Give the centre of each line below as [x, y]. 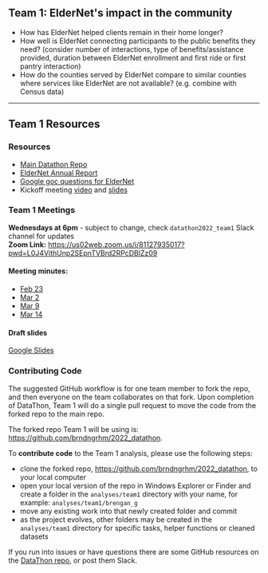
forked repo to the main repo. [57, 414]
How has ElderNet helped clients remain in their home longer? [121, 32]
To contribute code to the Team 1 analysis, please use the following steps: [130, 453]
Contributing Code [45, 371]
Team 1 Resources [54, 124]
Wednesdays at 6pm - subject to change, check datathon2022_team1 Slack [131, 227]
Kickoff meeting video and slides [73, 190]
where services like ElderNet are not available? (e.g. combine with [128, 83]
